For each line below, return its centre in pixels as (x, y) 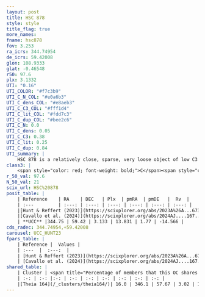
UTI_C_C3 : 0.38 (26, 137)
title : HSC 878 (26, 18)
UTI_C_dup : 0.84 (27, 148)
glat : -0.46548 (26, 69)
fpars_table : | (26, 238)
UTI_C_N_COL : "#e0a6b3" (37, 97)
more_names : (21, 35)
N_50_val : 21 (23, 182)
